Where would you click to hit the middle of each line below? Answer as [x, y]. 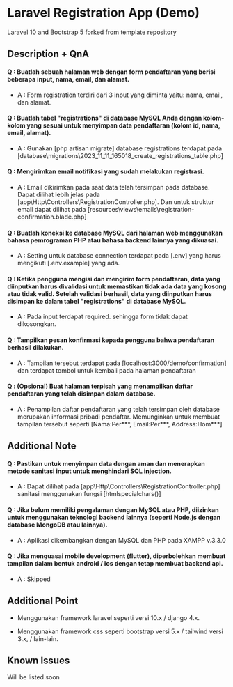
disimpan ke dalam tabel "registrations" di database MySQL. [97, 301]
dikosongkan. [37, 324]
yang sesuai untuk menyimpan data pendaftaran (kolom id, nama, [123, 125]
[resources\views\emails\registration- [141, 209]
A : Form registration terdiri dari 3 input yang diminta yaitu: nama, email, [120, 95]
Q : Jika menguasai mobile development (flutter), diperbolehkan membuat [116, 556]
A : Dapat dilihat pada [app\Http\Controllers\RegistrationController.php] [119, 486]
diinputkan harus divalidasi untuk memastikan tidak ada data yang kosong [117, 286]
